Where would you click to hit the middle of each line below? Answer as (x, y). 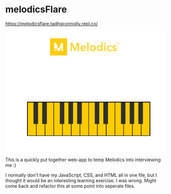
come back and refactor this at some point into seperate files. (70, 186)
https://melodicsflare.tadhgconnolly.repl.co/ (52, 24)
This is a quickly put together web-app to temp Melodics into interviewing (83, 160)
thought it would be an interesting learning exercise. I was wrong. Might (81, 181)
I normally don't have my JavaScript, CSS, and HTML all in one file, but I (81, 175)
